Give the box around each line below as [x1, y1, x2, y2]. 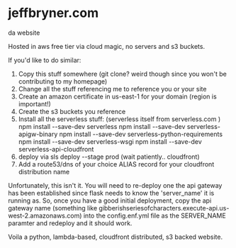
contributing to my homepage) [18, 77, 108, 86]
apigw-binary [18, 130, 58, 138]
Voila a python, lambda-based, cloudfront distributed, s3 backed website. [8, 232, 223, 241]
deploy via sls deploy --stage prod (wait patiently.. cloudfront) [18, 152, 200, 161]
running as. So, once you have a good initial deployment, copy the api [8, 196, 212, 205]
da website [8, 28, 40, 37]
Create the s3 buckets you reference [18, 107, 126, 115]
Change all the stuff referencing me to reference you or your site [18, 84, 207, 93]
